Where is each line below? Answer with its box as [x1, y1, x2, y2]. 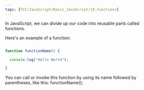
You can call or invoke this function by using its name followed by [5, 75, 137, 80]
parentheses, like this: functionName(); [5, 80, 83, 86]
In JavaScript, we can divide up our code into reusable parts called [5, 20, 140, 26]
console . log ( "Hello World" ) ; [9, 57, 69, 62]
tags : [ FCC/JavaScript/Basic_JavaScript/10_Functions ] [5, 7, 119, 12]
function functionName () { [5, 48, 60, 53]
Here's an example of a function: [5, 35, 71, 41]
